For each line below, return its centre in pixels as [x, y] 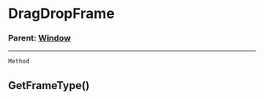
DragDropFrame [62, 14]
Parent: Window [40, 38]
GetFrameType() [49, 86]
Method [19, 62]
